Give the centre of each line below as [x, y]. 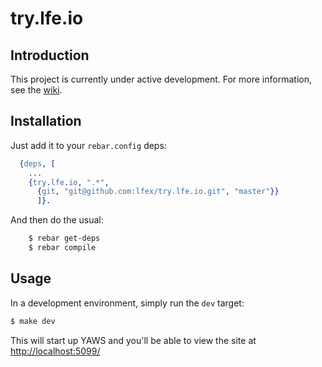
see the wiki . [36, 90]
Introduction [50, 55]
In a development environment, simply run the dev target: [127, 303]
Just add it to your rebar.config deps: [88, 145]
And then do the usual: [57, 220]
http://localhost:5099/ [55, 351]
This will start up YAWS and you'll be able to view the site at [133, 340]
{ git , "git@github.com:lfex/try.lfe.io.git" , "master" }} [158, 192]
